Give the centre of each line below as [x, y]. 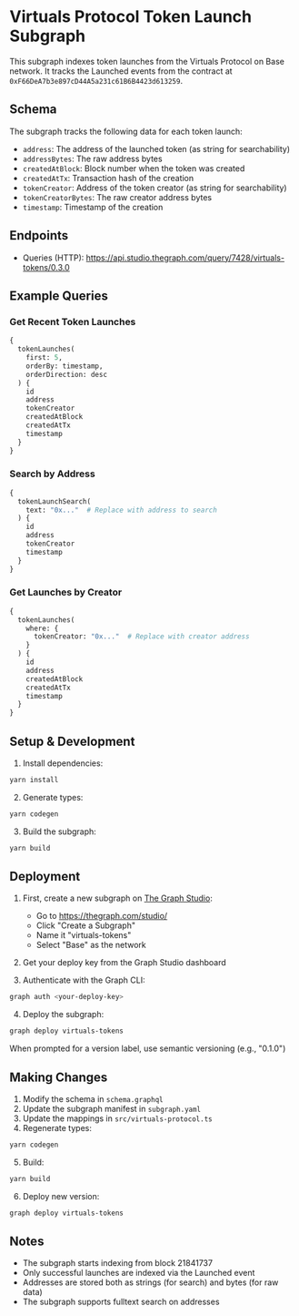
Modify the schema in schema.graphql [93, 1099]
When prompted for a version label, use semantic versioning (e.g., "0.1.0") [148, 1048]
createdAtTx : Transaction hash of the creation [108, 178]
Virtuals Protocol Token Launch [131, 17]
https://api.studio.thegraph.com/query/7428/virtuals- [185, 258]
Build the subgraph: [60, 831]
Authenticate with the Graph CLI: [84, 980]
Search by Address [52, 474]
